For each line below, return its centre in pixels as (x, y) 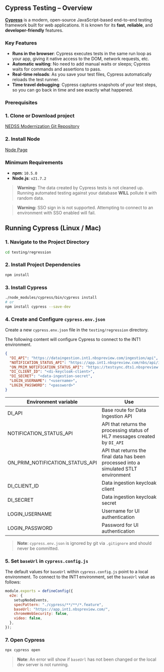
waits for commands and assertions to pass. (57, 69)
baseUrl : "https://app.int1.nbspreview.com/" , (62, 609)
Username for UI (121, 511)
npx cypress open (23, 650)
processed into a (121, 463)
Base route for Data (124, 410)
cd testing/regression (28, 252)
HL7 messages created (128, 436)
